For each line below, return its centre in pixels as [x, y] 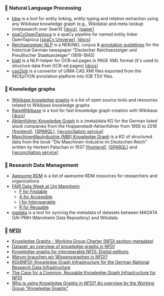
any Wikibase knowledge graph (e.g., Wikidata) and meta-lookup [77, 24]
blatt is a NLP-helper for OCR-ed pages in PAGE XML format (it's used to [85, 61]
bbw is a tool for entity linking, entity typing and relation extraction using [85, 19]
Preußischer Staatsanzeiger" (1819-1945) [53, 55]
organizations [26, 181]
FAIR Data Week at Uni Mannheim [46, 186]
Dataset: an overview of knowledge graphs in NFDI [63, 247]
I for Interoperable [37, 202]
